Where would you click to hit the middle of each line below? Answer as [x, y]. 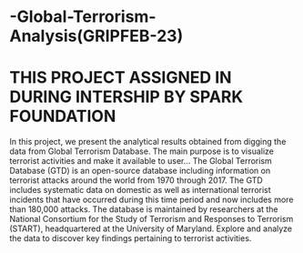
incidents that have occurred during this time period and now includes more [151, 200]
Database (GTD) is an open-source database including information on [140, 171]
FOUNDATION [63, 116]
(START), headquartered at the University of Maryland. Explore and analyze [151, 228]
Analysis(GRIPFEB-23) [96, 36]
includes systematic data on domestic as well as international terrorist [140, 190]
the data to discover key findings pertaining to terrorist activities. [131, 238]
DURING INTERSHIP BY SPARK [126, 97]
